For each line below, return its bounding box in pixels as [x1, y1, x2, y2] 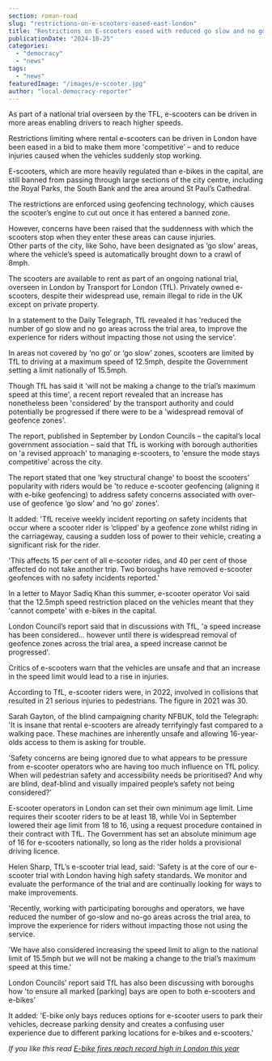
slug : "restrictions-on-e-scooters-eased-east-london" [8, 19, 198, 28]
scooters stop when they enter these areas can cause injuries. [8, 232, 216, 242]
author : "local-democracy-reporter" [8, 87, 132, 96]
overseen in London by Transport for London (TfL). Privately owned [8, 283, 234, 292]
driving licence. [8, 846, 60, 856]
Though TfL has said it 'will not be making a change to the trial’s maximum [8, 381, 257, 391]
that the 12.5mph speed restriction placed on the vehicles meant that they [8, 597, 254, 607]
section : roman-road [8, 11, 79, 20]
